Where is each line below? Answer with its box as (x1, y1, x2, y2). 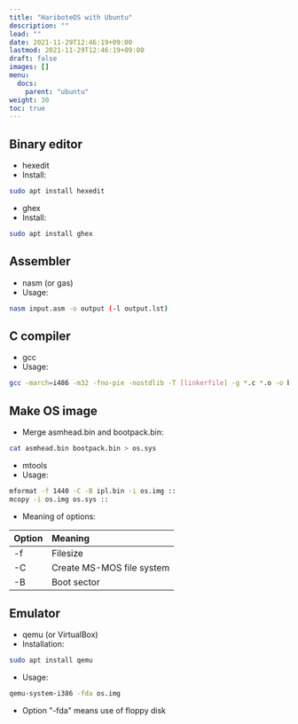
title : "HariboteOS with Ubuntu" (9, 12, 133, 22)
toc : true (9, 104, 46, 113)
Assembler (9, 254, 71, 269)
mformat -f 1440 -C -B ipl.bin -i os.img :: (9, 486, 176, 495)
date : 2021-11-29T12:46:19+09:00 (9, 37, 133, 47)
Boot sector (51, 576, 100, 588)
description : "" (9, 21, 69, 30)
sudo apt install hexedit (9, 187, 105, 196)
